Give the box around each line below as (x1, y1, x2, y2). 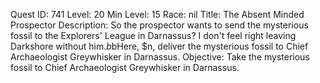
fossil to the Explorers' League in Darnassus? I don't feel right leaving (10, 30, 297, 41)
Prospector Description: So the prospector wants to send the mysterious (10, 19, 309, 31)
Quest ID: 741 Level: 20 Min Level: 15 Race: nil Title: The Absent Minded (10, 9, 305, 20)
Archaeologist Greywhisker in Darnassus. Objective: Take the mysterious (10, 51, 310, 63)
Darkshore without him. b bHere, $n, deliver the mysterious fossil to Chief (10, 40, 309, 52)
